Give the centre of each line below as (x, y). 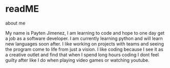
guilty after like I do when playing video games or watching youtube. (77, 60)
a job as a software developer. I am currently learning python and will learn (84, 38)
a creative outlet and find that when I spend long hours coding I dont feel (82, 55)
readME (22, 9)
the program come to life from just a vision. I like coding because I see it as (84, 49)
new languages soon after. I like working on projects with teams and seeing (85, 43)
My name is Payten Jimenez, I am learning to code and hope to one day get (85, 33)
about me (15, 23)
